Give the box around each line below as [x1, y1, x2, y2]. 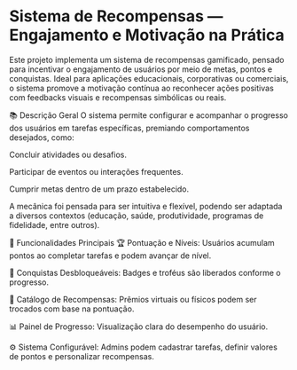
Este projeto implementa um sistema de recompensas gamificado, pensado [9, 54, 285, 65]
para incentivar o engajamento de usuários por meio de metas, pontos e [9, 64, 273, 75]
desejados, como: [9, 131, 74, 143]
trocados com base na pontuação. [9, 303, 135, 314]
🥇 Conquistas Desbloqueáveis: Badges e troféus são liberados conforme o [9, 267, 281, 278]
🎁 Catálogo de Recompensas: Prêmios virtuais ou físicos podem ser [9, 294, 257, 304]
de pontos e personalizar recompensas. [9, 350, 155, 361]
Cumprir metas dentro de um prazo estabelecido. [9, 184, 190, 194]
